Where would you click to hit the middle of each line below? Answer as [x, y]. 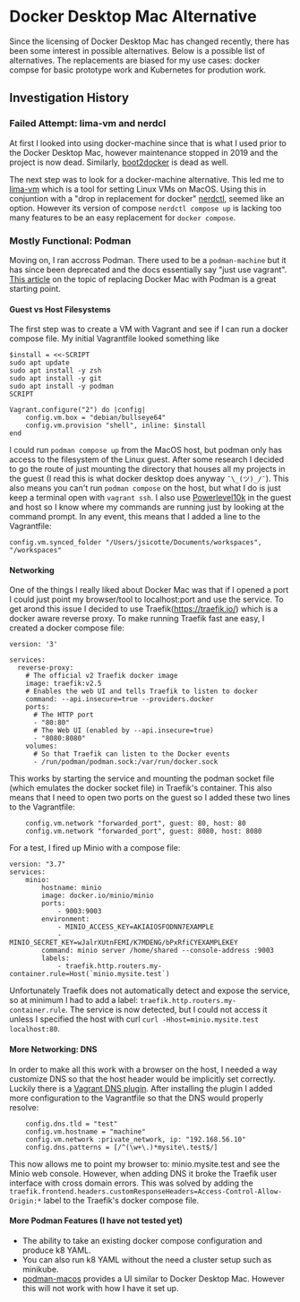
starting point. [35, 288]
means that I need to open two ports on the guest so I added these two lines [150, 798]
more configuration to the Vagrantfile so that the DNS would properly [137, 1098]
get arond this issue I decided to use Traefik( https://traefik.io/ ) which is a [144, 609]
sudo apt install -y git [56, 379]
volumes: [42, 746]
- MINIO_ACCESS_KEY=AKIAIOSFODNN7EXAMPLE [136, 927]
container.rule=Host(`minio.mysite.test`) [90, 974]
